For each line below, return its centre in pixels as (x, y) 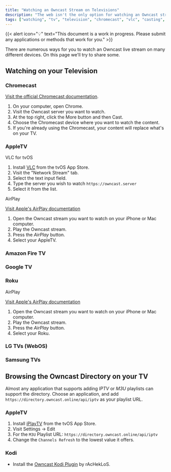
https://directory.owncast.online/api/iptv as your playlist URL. (74, 399)
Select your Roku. (31, 333)
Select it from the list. (35, 189)
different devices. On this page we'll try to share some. (63, 55)
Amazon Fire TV (25, 253)
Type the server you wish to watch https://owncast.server (75, 184)
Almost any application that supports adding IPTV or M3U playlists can (79, 389)
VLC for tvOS (19, 158)
